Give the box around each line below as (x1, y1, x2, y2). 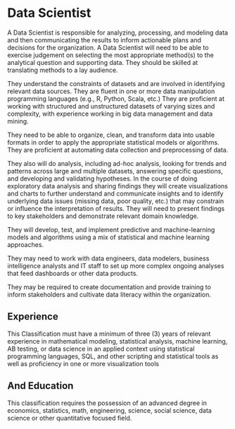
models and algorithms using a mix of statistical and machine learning (7, 233, 210, 241)
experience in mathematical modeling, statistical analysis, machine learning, (7, 337, 228, 345)
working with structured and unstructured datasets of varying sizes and (7, 102, 215, 110)
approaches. (7, 240, 44, 248)
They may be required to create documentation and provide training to (7, 282, 211, 291)
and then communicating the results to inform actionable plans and (7, 35, 202, 44)
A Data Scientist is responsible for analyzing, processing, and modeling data (7, 28, 229, 37)
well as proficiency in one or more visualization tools (7, 359, 160, 368)
